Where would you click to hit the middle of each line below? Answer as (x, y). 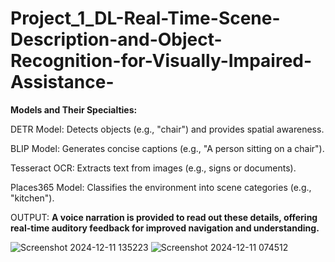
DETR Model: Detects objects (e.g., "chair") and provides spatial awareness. (167, 129)
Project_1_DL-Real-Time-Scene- (145, 18)
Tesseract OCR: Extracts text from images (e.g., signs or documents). (153, 168)
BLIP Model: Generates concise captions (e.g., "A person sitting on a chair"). (167, 148)
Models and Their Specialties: (74, 109)
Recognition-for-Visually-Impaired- (161, 61)
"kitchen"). (32, 198)
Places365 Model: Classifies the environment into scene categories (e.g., (161, 187)
